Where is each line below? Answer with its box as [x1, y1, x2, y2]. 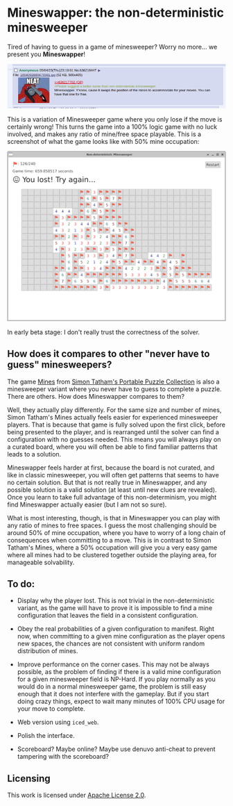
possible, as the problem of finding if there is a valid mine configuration [17, 668, 221, 676]
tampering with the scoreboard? [17, 752, 110, 761]
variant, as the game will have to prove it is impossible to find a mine [17, 604, 213, 612]
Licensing [7, 773, 51, 784]
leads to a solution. [7, 450, 62, 458]
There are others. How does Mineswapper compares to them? [7, 392, 185, 400]
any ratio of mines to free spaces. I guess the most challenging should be [7, 521, 217, 529]
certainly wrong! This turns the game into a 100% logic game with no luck [7, 122, 217, 131]
